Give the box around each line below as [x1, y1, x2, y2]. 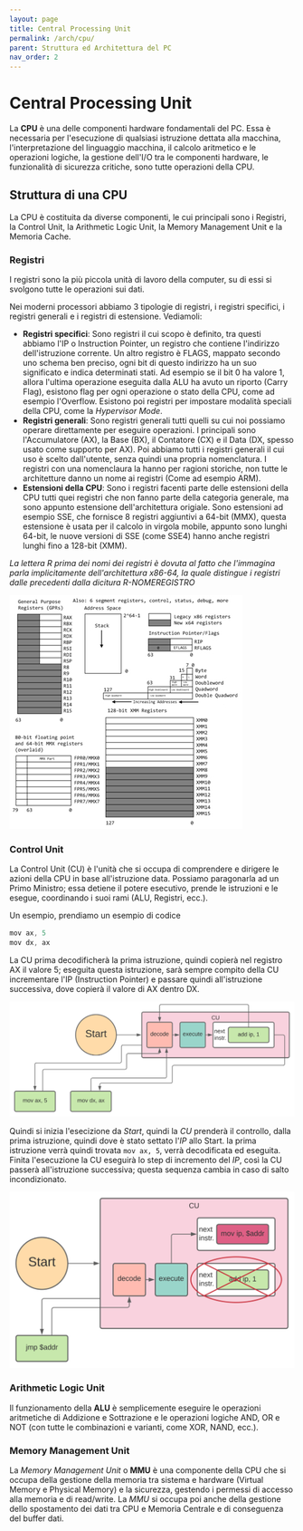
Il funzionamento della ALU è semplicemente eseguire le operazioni [9, 1402, 261, 1413]
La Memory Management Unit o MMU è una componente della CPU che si [9, 1465, 287, 1476]
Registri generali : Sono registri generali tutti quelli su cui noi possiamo [22, 415, 286, 426]
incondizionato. [9, 1174, 67, 1185]
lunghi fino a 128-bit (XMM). [22, 540, 128, 552]
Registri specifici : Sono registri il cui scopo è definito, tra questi [22, 329, 261, 340]
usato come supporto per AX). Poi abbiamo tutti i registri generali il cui [22, 444, 285, 455]
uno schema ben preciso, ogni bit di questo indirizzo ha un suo [22, 358, 258, 369]
